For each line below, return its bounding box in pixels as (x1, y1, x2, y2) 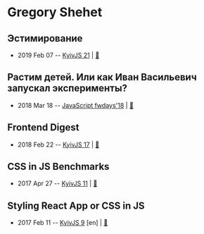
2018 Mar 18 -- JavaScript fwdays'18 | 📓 (17, 101, 134, 109)
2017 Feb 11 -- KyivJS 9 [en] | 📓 (17, 218, 108, 227)
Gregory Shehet (7, 4, 103, 20)
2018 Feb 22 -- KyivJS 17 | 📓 (17, 140, 100, 149)
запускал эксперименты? (7, 82, 128, 94)
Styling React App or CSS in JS (7, 199, 146, 211)
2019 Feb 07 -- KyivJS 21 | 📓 (17, 51, 100, 59)
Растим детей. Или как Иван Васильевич (7, 71, 197, 83)
